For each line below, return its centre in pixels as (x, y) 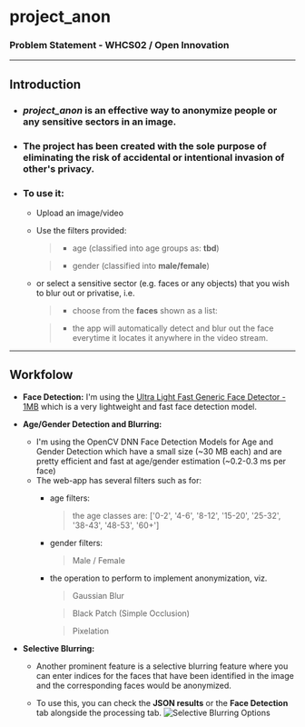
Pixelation (90, 631)
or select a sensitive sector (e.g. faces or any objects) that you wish (163, 284)
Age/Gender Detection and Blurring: (92, 423)
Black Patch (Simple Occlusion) (131, 613)
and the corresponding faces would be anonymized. (133, 685)
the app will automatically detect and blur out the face (173, 328)
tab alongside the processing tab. (98, 712)
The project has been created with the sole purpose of (144, 145)
